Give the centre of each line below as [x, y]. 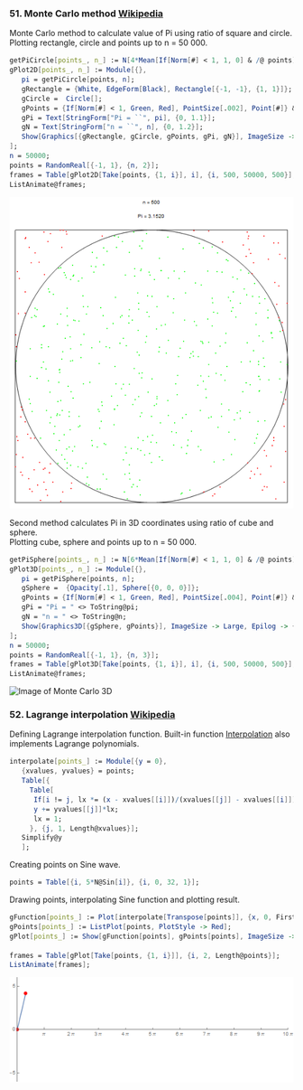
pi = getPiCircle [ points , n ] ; [78, 80]
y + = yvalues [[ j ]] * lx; [76, 809]
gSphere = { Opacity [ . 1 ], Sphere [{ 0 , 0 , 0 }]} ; [110, 588]
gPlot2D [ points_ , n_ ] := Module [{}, [78, 70]
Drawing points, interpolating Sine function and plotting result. [125, 900]
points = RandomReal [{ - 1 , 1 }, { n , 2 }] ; [84, 165]
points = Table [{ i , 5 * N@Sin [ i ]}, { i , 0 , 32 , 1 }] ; [105, 883]
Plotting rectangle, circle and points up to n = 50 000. [109, 42]
